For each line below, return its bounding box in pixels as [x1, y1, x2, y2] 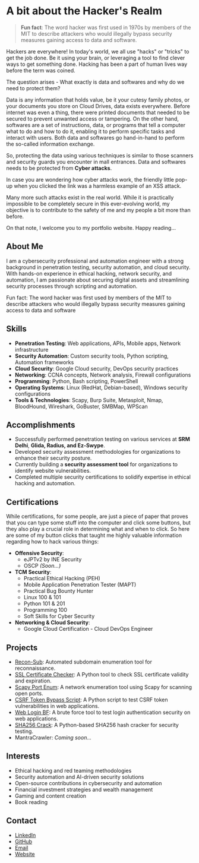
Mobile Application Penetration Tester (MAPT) [23, 581, 137, 589]
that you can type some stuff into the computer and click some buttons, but [6, 519, 191, 526]
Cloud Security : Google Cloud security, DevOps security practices [14, 365, 179, 372]
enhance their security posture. [14, 454, 92, 461]
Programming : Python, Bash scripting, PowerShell [14, 377, 138, 384]
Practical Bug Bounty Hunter [23, 587, 94, 595]
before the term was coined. [6, 67, 75, 74]
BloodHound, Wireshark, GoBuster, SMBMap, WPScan [14, 403, 149, 410]
